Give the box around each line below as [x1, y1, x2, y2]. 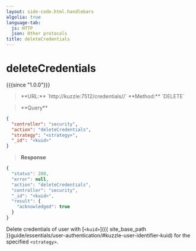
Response [20, 154, 46, 161]
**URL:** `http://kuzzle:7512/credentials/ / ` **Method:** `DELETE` [20, 92, 185, 99]
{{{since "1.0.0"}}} [6, 81, 50, 88]
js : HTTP [11, 25, 33, 31]
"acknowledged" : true [17, 204, 70, 210]
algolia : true [6, 14, 41, 20]
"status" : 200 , [11, 171, 49, 177]
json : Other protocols [11, 31, 68, 37]
